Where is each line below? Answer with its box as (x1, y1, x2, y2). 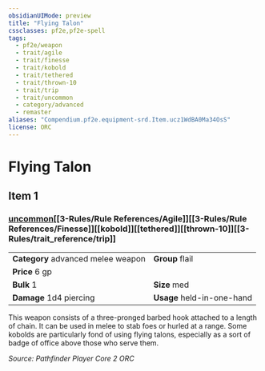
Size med (153, 279, 190, 290)
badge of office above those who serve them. (8, 337, 159, 348)
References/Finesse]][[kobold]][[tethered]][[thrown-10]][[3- (8, 223, 250, 234)
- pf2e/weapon (15, 42, 62, 50)
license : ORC (8, 123, 52, 131)
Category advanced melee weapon (12, 253, 147, 264)
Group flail (153, 253, 194, 264)
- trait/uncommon (15, 94, 74, 102)
